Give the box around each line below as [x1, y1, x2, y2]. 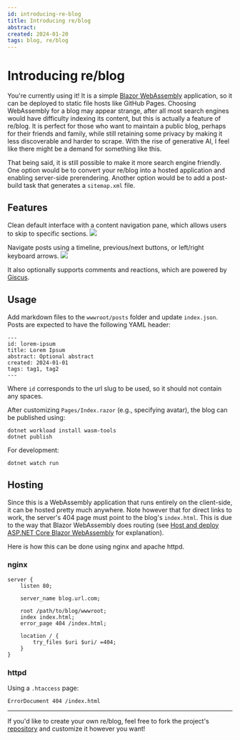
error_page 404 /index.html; [20, 619, 107, 627]
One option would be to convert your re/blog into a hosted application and [7, 166, 226, 175]
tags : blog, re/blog [7, 37, 69, 44]
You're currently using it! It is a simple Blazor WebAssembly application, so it [7, 91, 233, 100]
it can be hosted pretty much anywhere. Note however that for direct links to [7, 505, 232, 514]
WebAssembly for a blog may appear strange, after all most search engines [7, 106, 229, 115]
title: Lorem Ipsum [7, 346, 66, 354]
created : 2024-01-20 [7, 30, 69, 38]
